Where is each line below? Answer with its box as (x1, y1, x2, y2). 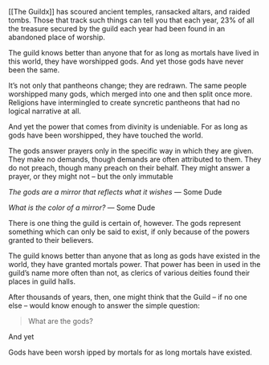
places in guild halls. (8, 277, 76, 286)
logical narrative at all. (8, 106, 82, 116)
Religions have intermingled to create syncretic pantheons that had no (8, 98, 241, 107)
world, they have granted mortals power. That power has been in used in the (8, 260, 261, 269)
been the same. (8, 65, 60, 75)
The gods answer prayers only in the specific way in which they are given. (8, 146, 255, 155)
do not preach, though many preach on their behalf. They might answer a (8, 163, 251, 172)
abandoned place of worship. (8, 32, 106, 42)
